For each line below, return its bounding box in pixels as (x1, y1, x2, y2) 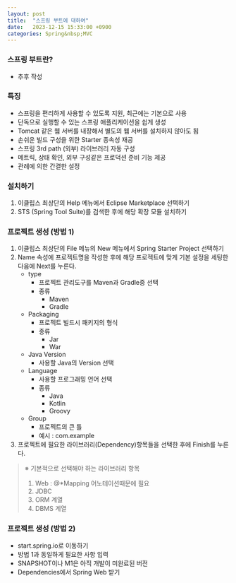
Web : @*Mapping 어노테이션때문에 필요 (35, 479, 150, 488)
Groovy (49, 407, 70, 416)
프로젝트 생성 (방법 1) (7, 227, 75, 237)
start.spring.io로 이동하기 (17, 541, 89, 550)
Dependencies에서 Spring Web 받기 (17, 567, 120, 576)
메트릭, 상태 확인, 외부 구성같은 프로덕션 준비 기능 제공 (17, 153, 166, 161)
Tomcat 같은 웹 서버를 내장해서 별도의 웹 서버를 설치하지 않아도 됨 (17, 126, 199, 135)
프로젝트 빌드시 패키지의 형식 (38, 319, 118, 327)
